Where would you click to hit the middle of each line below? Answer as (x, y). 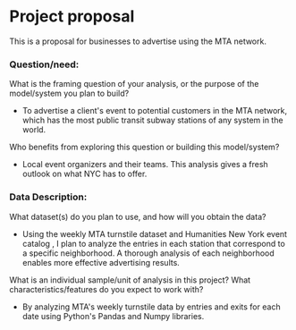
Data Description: (48, 197)
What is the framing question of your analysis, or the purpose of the (134, 84)
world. (34, 130)
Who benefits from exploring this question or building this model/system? (144, 147)
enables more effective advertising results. (101, 262)
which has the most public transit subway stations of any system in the (152, 120)
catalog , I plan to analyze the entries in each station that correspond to (154, 243)
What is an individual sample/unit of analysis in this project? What (130, 280)
